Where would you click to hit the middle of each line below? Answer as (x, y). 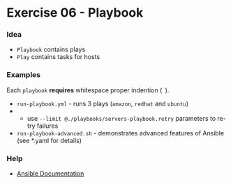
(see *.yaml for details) (49, 140)
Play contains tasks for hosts (58, 57)
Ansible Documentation (50, 174)
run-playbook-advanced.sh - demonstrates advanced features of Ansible (120, 133)
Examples (24, 75)
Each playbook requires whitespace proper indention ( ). (88, 90)
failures (47, 126)
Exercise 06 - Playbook (75, 13)
